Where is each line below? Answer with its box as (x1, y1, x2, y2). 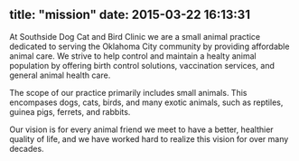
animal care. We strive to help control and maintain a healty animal (9, 50, 257, 62)
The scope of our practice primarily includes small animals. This (9, 87, 248, 98)
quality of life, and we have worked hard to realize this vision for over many (9, 133, 289, 144)
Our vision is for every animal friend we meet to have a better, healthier (9, 124, 274, 135)
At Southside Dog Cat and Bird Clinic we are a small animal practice (9, 31, 260, 42)
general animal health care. (9, 70, 111, 80)
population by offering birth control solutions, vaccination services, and (9, 60, 276, 71)
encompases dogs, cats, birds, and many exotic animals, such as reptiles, (9, 97, 284, 108)
